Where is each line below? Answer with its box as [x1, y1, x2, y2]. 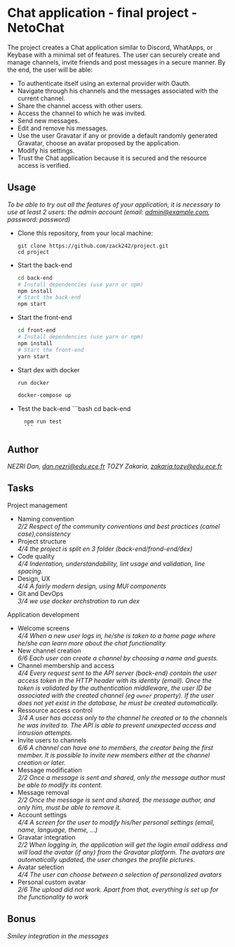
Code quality [17, 551, 55, 560]
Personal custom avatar [17, 877, 86, 886]
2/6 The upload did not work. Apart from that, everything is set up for [17, 885, 219, 894]
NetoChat [7, 20, 65, 36]
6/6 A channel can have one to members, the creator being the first [17, 743, 214, 752]
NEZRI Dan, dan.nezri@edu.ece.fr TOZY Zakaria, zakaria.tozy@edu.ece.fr [7, 462, 222, 471]
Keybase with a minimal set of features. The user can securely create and [7, 51, 220, 59]
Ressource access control [17, 706, 93, 714]
